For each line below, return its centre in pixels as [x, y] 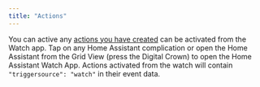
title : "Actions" [38, 16]
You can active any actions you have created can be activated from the [127, 39]
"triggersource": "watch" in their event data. [84, 73]
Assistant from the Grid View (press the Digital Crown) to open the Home [130, 56]
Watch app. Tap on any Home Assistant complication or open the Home [128, 48]
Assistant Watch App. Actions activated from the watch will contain [121, 65]
